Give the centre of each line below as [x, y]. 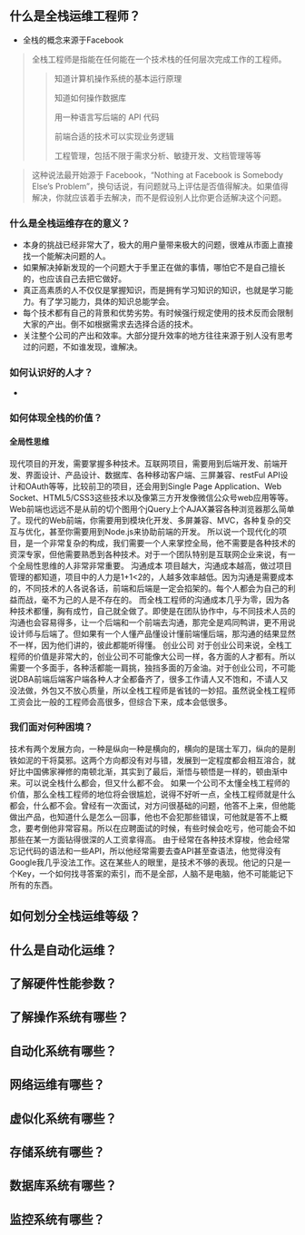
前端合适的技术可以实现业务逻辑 [114, 136]
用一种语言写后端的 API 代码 [107, 117]
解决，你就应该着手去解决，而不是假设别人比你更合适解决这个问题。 [159, 197]
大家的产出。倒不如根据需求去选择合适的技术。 [110, 324]
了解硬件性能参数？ [63, 984]
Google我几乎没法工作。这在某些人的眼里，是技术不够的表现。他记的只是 [146, 862]
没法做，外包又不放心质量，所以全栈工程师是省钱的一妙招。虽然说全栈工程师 [152, 690]
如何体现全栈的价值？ [56, 418]
